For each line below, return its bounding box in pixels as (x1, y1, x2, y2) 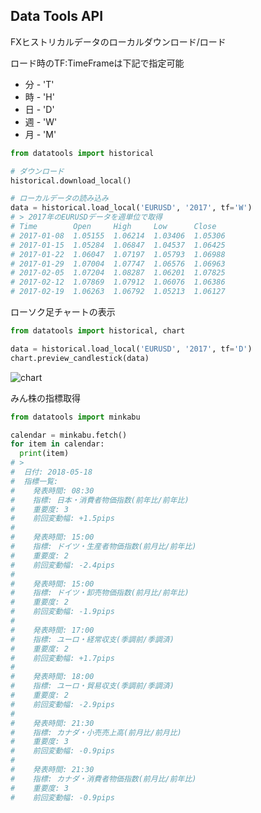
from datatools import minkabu (10, 412, 141, 422)
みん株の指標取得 (10, 392, 81, 404)
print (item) (19, 449, 70, 459)
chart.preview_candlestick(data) (10, 353, 150, 363)
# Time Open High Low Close (10, 222, 217, 232)
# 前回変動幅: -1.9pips (10, 607, 115, 617)
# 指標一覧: (10, 476, 59, 486)
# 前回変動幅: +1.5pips (10, 514, 115, 524)
